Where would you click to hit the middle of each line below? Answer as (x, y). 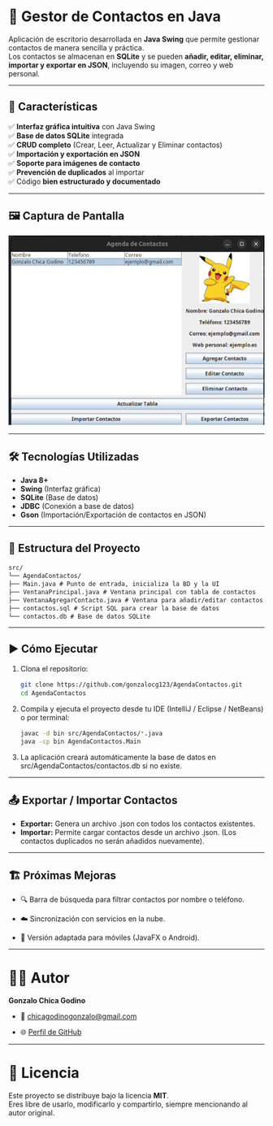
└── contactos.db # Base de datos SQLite (80, 617)
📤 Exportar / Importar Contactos (93, 800)
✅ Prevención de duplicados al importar (76, 172)
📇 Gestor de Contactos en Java (115, 17)
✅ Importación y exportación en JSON (74, 154)
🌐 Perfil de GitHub (51, 1032)
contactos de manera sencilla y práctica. (76, 47)
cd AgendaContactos (53, 693)
